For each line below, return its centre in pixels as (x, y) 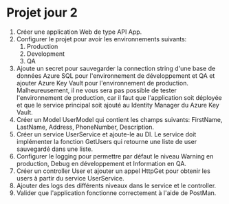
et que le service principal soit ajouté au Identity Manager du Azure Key (118, 105)
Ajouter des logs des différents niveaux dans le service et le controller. (116, 185)
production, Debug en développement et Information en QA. (101, 163)
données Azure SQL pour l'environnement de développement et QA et (116, 75)
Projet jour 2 (42, 13)
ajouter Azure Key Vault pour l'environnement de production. (102, 83)
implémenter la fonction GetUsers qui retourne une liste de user (107, 141)
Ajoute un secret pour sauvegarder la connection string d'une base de (116, 68)
